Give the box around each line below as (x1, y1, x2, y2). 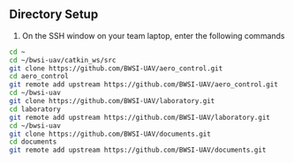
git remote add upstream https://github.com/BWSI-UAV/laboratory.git (9, 113, 271, 122)
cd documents (9, 137, 57, 146)
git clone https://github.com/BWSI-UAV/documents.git (9, 130, 212, 138)
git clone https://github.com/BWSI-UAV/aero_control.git (9, 63, 223, 73)
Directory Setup (9, 7, 99, 22)
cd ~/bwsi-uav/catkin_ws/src (9, 56, 117, 64)
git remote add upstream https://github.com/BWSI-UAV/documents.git (9, 145, 267, 155)
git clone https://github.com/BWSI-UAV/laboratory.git (9, 97, 215, 106)
